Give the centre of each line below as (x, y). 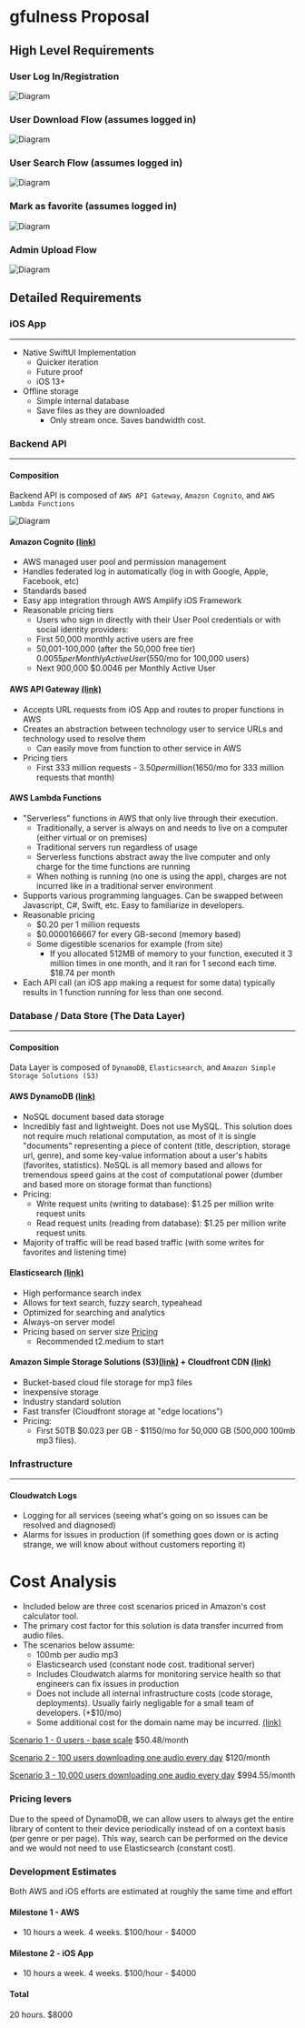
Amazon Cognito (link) (53, 541)
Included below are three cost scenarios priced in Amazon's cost (144, 1607)
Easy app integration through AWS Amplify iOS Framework (132, 600)
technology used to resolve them (84, 738)
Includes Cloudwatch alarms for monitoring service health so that (158, 1674)
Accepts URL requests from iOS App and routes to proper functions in (153, 709)
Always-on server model (69, 1322)
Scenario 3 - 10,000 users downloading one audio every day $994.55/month (152, 1775)
